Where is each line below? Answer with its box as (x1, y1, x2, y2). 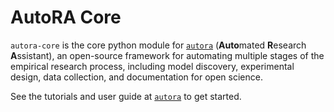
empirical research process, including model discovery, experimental (10, 60, 295, 72)
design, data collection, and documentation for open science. (10, 71, 263, 83)
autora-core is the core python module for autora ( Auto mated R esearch (10, 39, 307, 51)
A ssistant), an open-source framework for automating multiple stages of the (10, 49, 325, 61)
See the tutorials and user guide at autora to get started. (10, 90, 242, 102)
